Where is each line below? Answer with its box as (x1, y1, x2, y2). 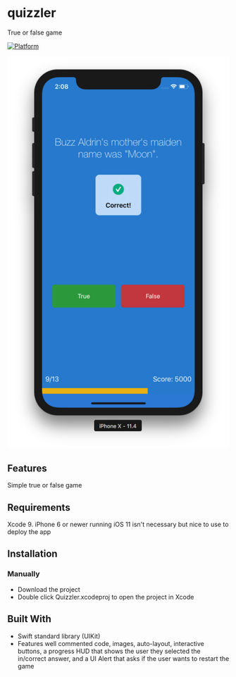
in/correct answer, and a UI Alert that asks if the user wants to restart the (17, 654, 230, 663)
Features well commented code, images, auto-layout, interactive (17, 639, 204, 647)
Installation (7, 548, 58, 560)
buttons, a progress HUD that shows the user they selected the (17, 647, 201, 655)
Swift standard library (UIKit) (17, 632, 101, 640)
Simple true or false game (7, 481, 82, 490)
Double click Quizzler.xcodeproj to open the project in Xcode (17, 592, 194, 601)
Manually (7, 569, 40, 579)
